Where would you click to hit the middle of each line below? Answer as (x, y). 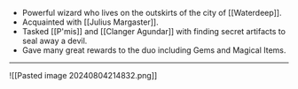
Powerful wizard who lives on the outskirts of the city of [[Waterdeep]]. (152, 13)
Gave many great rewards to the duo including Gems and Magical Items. (154, 50)
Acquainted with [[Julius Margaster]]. (90, 22)
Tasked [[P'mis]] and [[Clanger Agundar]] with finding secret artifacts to (154, 31)
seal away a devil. (55, 41)
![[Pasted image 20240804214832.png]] (83, 75)
